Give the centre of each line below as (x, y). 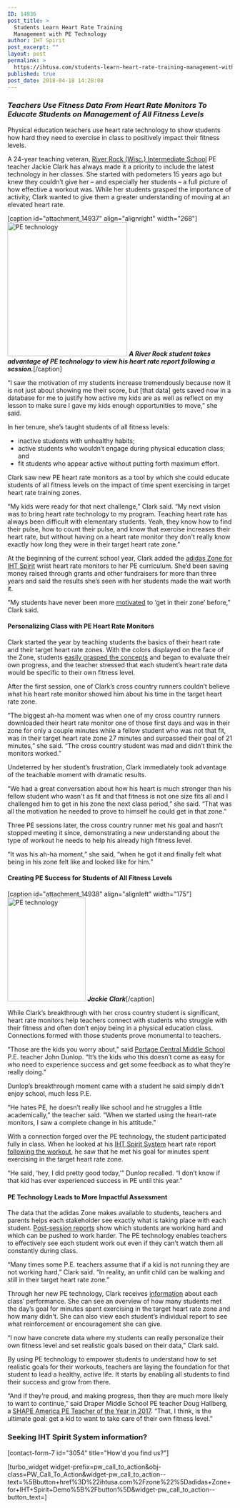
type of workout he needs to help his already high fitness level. (100, 840)
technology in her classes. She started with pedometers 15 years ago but (115, 174)
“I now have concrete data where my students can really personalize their (116, 1338)
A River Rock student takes (170, 354)
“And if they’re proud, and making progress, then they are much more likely (118, 1396)
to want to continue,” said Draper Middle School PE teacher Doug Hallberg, (118, 1404)
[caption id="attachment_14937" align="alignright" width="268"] (102, 218)
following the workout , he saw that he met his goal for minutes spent (108, 1152)
